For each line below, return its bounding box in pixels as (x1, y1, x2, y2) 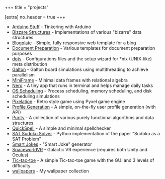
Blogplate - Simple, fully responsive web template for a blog (12, 40, 136, 46)
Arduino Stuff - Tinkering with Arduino (12, 24, 92, 30)
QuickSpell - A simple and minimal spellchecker (12, 125, 111, 131)
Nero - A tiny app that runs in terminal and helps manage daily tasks (12, 82, 153, 88)
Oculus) (12, 152, 29, 158)
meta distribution (12, 61, 47, 67)
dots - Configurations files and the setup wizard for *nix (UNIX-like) (12, 56, 152, 62)
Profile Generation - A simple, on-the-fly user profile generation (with (12, 104, 156, 110)
